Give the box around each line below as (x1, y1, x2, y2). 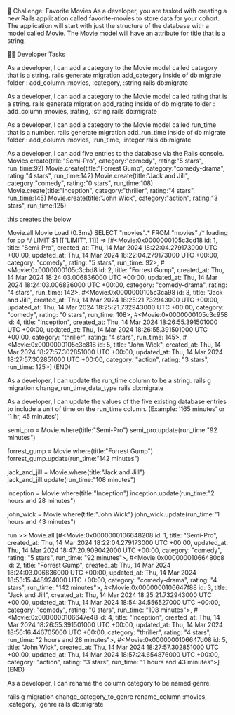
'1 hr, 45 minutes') (7, 413, 60, 420)
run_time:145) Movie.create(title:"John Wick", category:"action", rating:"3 (7, 194, 218, 202)
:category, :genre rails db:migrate (7, 700, 104, 708)
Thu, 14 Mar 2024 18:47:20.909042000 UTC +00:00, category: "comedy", (7, 546, 222, 554)
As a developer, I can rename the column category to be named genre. (7, 679, 212, 687)
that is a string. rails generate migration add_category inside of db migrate (7, 71, 222, 79)
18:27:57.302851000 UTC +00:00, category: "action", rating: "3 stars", (7, 355, 209, 363)
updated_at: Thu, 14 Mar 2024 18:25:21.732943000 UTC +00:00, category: (7, 303, 224, 312)
